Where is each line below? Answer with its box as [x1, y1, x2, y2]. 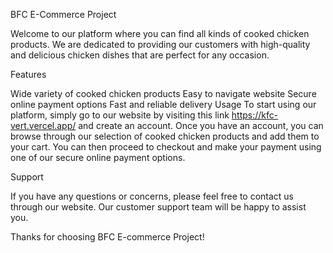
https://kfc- [231, 109, 279, 121]
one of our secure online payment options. [10, 152, 186, 163]
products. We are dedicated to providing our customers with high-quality [10, 39, 311, 50]
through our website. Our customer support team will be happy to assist [10, 201, 307, 213]
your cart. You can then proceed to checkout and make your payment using [10, 141, 322, 153]
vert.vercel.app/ [10, 120, 77, 131]
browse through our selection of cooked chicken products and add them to [10, 130, 320, 142]
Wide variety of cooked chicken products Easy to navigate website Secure [10, 88, 317, 99]
